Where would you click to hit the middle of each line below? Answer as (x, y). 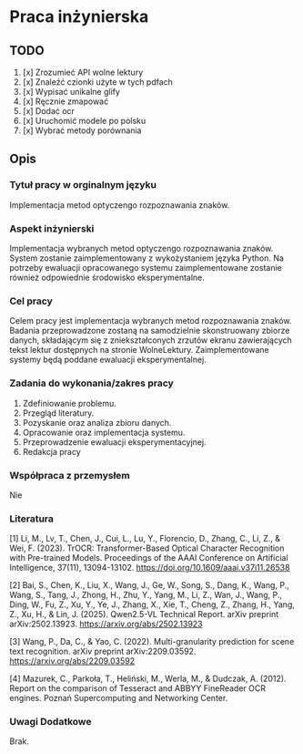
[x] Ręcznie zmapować (66, 101)
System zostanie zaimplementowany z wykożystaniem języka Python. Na (147, 258)
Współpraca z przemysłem (70, 475)
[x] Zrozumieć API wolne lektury (83, 72)
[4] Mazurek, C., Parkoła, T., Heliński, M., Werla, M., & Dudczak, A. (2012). (148, 679)
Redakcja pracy (52, 451)
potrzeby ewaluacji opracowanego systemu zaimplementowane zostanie (146, 267)
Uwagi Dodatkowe (51, 722)
